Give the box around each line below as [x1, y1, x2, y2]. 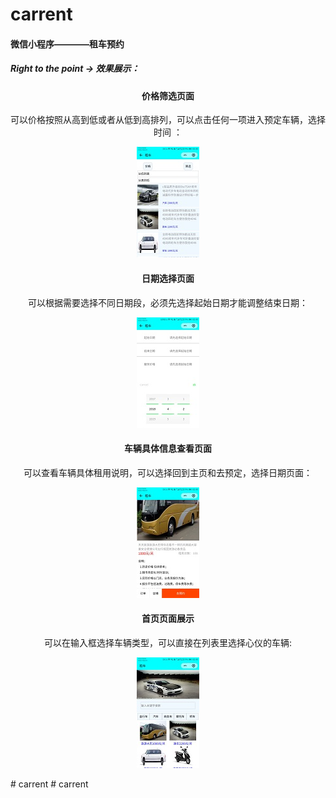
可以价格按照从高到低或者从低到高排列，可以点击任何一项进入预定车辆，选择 [10, 114, 326, 126]
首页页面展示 [141, 613, 195, 625]
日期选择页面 [141, 272, 195, 284]
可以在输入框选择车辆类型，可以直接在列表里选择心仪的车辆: [43, 636, 293, 648]
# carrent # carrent [10, 778, 89, 790]
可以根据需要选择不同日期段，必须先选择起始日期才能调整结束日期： [28, 296, 308, 308]
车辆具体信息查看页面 [124, 443, 212, 455]
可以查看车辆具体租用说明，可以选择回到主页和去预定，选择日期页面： [23, 466, 313, 478]
